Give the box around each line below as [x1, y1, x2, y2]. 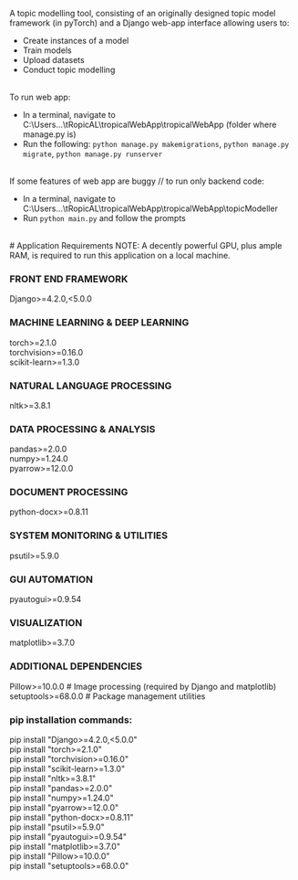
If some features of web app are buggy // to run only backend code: [9, 175, 265, 186]
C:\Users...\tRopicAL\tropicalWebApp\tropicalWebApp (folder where [22, 119, 277, 130]
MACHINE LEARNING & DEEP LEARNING [9, 316, 190, 329]
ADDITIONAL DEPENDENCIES [9, 660, 143, 673]
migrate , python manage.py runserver [22, 148, 163, 159]
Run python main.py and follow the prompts [22, 213, 187, 223]
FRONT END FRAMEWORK [9, 272, 128, 285]
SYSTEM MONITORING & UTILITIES [9, 529, 169, 542]
